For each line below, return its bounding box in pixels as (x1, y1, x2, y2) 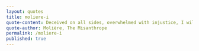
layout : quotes (6, 8, 44, 15)
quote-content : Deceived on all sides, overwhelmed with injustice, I (6, 19, 184, 25)
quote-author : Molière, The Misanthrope (6, 25, 108, 31)
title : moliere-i (6, 14, 49, 20)
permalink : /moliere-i (6, 30, 62, 36)
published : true (6, 36, 46, 42)
